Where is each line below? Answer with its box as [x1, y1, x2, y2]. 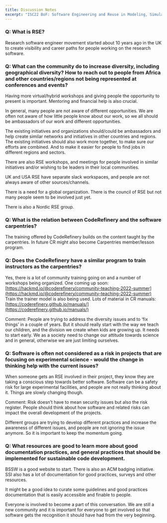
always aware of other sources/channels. [5, 179, 90, 185]
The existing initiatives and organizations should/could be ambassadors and [5, 128, 161, 134]
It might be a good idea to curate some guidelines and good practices [5, 487, 148, 493]
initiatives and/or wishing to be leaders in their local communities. [5, 164, 140, 170]
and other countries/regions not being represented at [5, 75, 137, 82]
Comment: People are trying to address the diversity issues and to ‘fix [5, 316, 148, 322]
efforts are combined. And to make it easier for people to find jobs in [5, 144, 145, 150]
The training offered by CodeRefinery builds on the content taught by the [5, 234, 155, 240]
